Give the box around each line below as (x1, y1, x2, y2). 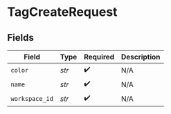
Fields (7, 32, 35, 44)
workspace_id (10, 95, 54, 102)
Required (84, 53, 115, 61)
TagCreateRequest (7, 4, 118, 20)
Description (120, 53, 161, 61)
